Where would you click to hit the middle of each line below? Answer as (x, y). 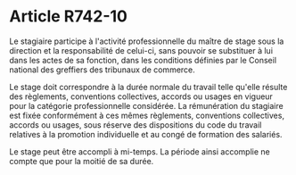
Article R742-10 (68, 17)
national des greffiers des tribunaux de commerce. (103, 70)
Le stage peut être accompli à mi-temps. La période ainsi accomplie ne (140, 151)
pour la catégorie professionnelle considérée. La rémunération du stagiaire (146, 105)
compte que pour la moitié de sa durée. (82, 161)
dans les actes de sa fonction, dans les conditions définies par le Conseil (143, 60)
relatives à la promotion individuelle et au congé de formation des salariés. (146, 134)
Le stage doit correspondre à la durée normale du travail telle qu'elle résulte (148, 87)
